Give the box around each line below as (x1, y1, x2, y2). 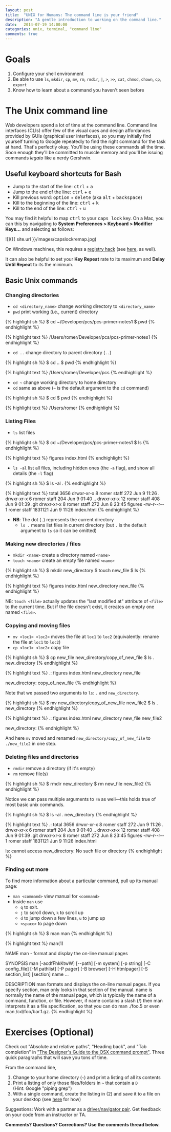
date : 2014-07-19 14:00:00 (5, 22, 68, 27)
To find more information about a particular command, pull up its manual (5, 878, 158, 884)
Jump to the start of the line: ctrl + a (12, 183, 93, 189)
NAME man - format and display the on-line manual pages (5, 950, 128, 956)
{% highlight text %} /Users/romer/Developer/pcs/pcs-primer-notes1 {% (5, 334, 158, 340)
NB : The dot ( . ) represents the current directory (12, 516, 114, 522)
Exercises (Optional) (5, 1027, 94, 1038)
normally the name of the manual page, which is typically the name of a (5, 992, 156, 998)
